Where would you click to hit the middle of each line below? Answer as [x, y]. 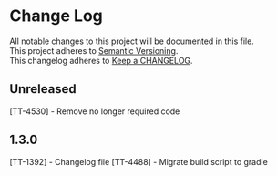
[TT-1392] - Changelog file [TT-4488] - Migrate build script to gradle [139, 161]
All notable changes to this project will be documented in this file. [132, 41]
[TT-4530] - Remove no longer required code [95, 111]
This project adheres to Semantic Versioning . [94, 50]
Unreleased [43, 89]
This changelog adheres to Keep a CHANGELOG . [101, 60]
